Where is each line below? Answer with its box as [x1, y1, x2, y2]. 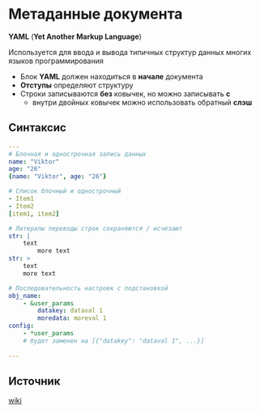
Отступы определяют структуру [19, 80, 134, 90]
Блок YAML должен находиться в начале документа [19, 71, 204, 81]
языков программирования [8, 56, 104, 66]
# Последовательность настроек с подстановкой [8, 284, 168, 292]
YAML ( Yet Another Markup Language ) [8, 32, 142, 41]
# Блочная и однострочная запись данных [8, 150, 147, 158]
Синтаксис [8, 121, 66, 134]
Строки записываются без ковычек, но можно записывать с [19, 88, 231, 98]
